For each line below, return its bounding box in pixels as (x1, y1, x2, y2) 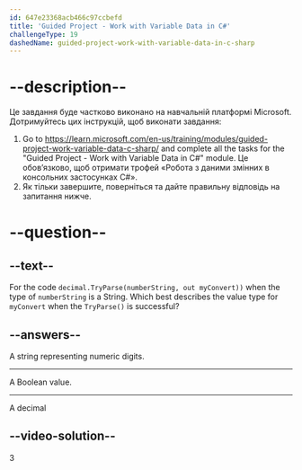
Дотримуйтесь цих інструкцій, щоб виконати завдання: (9, 116, 222, 127)
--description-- (9, 77, 128, 97)
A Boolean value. (9, 377, 72, 387)
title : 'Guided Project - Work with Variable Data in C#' (9, 22, 231, 31)
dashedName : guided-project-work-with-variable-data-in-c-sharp (9, 38, 255, 48)
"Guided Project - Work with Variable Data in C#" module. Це (22, 153, 249, 164)
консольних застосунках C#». (22, 172, 138, 182)
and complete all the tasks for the (160, 143, 285, 154)
